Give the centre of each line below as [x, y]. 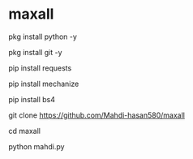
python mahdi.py [36, 146]
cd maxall [24, 131]
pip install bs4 [32, 99]
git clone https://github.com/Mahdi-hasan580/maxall [96, 115]
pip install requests [40, 68]
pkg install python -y [43, 37]
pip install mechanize [44, 84]
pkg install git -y [35, 52]
